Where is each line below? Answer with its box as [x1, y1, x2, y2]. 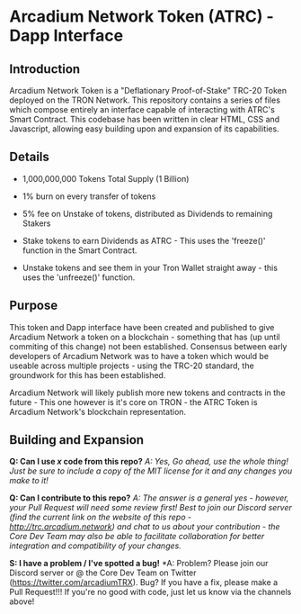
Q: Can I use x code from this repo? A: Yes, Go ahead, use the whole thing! [9, 456, 289, 467]
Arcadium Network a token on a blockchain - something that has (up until [9, 331, 280, 342]
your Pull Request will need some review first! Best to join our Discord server [9, 502, 292, 513]
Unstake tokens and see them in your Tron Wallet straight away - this [22, 262, 279, 273]
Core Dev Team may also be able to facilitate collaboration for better [9, 531, 265, 542]
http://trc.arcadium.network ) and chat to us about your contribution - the [9, 521, 280, 532]
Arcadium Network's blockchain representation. [9, 406, 187, 417]
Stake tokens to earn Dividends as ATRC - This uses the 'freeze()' [22, 235, 267, 246]
